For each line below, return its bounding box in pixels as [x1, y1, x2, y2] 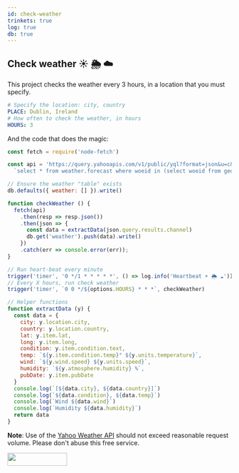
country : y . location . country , [20, 325, 110, 332]
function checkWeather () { [7, 200, 91, 207]
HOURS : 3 [7, 121, 33, 128]
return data [14, 412, 50, 419]
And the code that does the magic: [7, 134, 109, 143]
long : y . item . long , [20, 338, 78, 346]
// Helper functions [7, 299, 69, 306]
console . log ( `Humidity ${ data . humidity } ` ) [14, 405, 142, 412]
